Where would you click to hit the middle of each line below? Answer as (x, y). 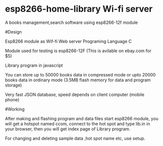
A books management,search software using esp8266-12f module (72, 22)
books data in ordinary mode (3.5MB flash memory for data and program (78, 80)
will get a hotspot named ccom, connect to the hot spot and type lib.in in (78, 124)
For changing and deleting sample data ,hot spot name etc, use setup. (75, 138)
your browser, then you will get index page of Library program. (68, 129)
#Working (15, 109)
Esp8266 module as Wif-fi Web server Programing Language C (68, 41)
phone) (12, 100)
